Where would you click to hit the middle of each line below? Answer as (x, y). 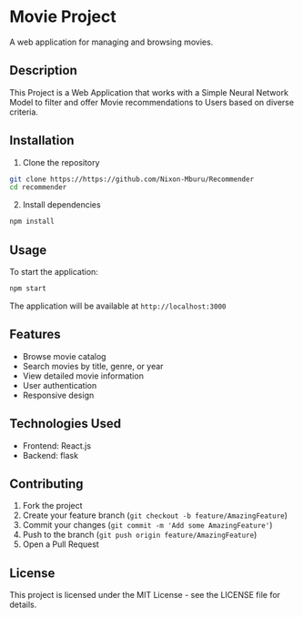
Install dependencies (62, 205)
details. (23, 605)
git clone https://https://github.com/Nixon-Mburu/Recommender (132, 179)
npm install (32, 222)
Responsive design (58, 395)
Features (35, 334)
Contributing (46, 484)
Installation (42, 141)
